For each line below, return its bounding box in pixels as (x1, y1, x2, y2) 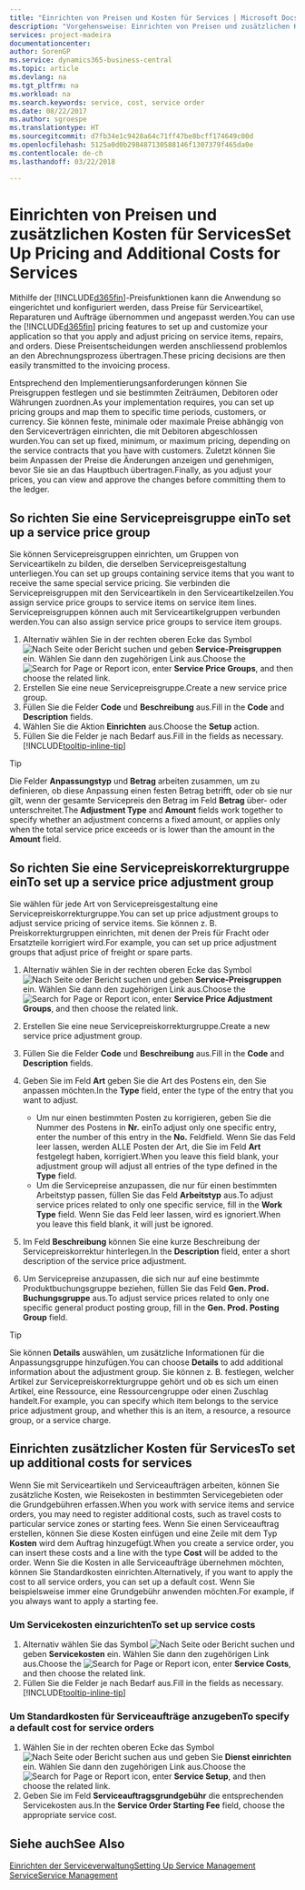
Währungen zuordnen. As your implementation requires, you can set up (9, 397, 275, 408)
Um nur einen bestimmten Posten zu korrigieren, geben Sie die (35, 1112, 271, 1124)
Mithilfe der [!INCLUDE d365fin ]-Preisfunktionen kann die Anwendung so (9, 292, 281, 303)
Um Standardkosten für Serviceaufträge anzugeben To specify (9, 1710, 290, 1723)
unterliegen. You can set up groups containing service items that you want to (9, 568, 295, 579)
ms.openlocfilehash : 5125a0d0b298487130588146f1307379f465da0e (9, 140, 254, 149)
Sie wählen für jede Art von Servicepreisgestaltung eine (9, 898, 219, 910)
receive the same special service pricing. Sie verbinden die (9, 578, 231, 589)
